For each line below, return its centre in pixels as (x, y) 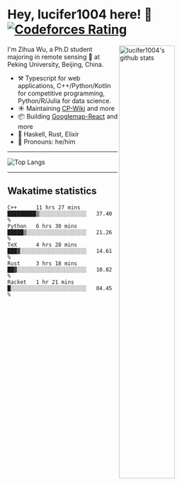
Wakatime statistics (52, 191)
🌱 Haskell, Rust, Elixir (48, 134)
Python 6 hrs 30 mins (42, 226)
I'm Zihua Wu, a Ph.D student (50, 49)
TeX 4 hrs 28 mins (42, 244)
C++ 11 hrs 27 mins (44, 207)
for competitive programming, (61, 93)
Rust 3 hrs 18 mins (42, 263)
